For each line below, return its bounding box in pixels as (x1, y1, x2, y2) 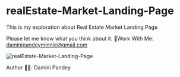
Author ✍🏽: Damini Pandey (6, 63, 71, 71)
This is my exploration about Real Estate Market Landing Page (6, 24, 158, 31)
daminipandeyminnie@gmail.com (6, 41, 88, 48)
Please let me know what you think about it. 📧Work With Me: (6, 35, 154, 42)
